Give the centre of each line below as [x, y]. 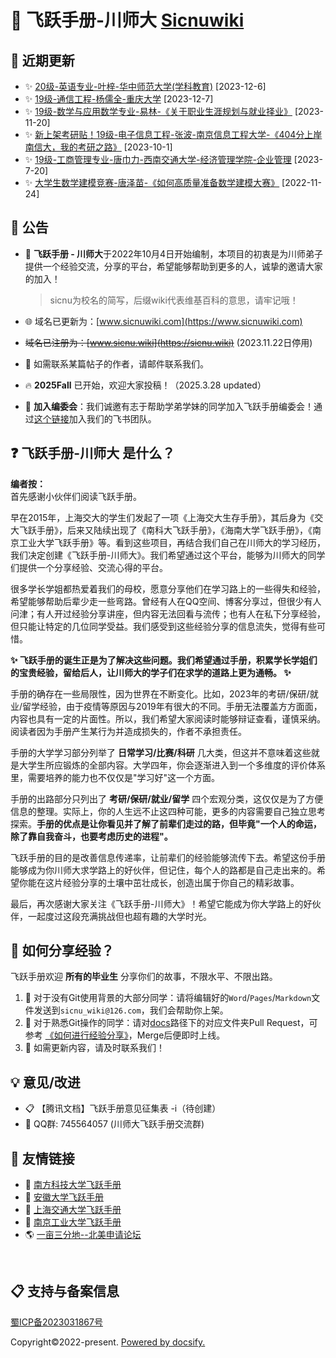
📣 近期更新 [42, 60]
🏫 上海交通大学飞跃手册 [73, 1210]
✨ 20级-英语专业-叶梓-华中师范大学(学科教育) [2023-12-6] [145, 86]
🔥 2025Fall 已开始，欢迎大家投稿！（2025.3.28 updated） [145, 385]
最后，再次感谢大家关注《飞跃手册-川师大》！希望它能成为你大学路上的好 [161, 903]
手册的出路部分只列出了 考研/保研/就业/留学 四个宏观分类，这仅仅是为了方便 [167, 798]
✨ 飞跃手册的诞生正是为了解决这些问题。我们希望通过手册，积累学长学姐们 [164, 660]
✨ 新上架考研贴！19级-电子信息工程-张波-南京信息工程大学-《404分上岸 [173, 134]
